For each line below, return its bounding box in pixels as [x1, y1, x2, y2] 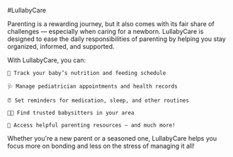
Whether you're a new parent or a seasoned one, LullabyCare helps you [7, 134, 217, 142]
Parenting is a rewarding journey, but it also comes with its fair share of [7, 20, 215, 28]
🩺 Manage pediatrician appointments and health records [7, 83, 178, 90]
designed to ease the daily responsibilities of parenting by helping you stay [7, 35, 227, 43]
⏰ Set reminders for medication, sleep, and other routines [7, 97, 190, 104]
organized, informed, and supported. [7, 42, 115, 50]
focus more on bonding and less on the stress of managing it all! [7, 141, 195, 150]
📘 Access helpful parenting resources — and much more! [7, 122, 176, 129]
